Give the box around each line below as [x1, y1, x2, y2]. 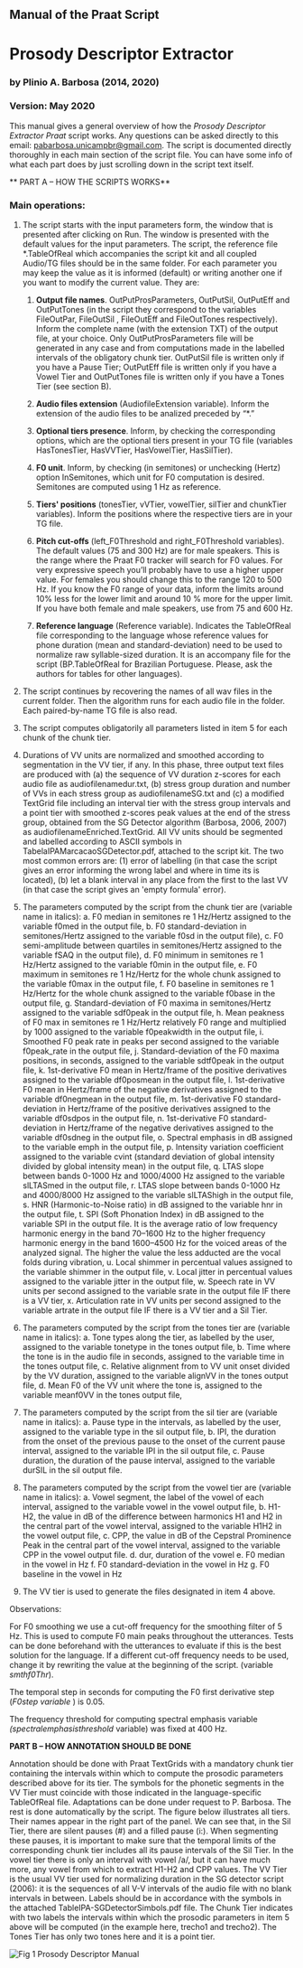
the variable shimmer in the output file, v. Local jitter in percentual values [22, 1267, 293, 1278]
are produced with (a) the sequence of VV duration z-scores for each [22, 769, 281, 780]
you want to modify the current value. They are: [22, 277, 200, 288]
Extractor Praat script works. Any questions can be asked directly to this [9, 130, 280, 141]
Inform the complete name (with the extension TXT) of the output [35, 323, 279, 334]
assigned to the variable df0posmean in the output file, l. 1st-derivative [22, 1074, 286, 1085]
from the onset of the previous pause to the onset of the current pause [22, 1436, 286, 1447]
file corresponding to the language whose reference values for [35, 630, 269, 641]
